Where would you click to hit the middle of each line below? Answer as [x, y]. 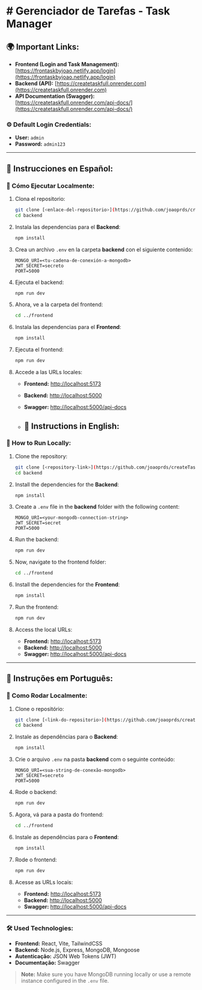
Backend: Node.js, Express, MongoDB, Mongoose [77, 950]
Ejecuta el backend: [39, 282]
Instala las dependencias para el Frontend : [68, 327]
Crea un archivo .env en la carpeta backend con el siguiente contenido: [104, 249]
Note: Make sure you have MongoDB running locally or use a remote [106, 974]
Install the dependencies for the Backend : [67, 484]
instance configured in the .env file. [65, 981]
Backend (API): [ [36, 83]
